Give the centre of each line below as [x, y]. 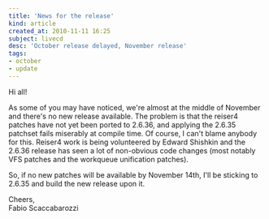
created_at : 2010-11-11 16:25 [60, 31]
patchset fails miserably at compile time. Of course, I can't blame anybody [133, 133]
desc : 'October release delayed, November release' [98, 46]
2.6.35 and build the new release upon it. [76, 183]
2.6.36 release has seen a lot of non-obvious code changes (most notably [132, 150]
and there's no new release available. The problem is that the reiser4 [123, 116]
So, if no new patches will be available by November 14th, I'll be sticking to [133, 174]
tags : [17, 54]
